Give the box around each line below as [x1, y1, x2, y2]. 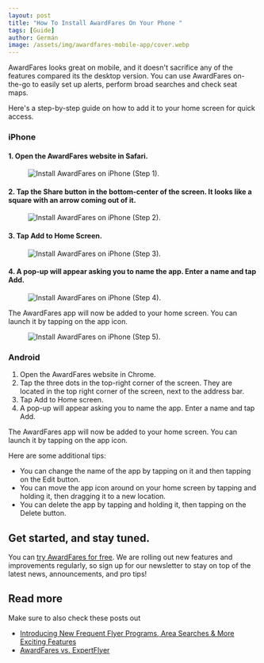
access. [8, 112, 34, 121]
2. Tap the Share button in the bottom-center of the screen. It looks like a [8, 187, 252, 196]
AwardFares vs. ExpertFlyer [19, 645, 110, 654]
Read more [8, 592, 63, 606]
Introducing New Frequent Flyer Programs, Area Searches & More [19, 628, 235, 638]
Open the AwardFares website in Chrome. [19, 370, 156, 379]
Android [8, 352, 40, 363]
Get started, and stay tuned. [8, 532, 151, 545]
